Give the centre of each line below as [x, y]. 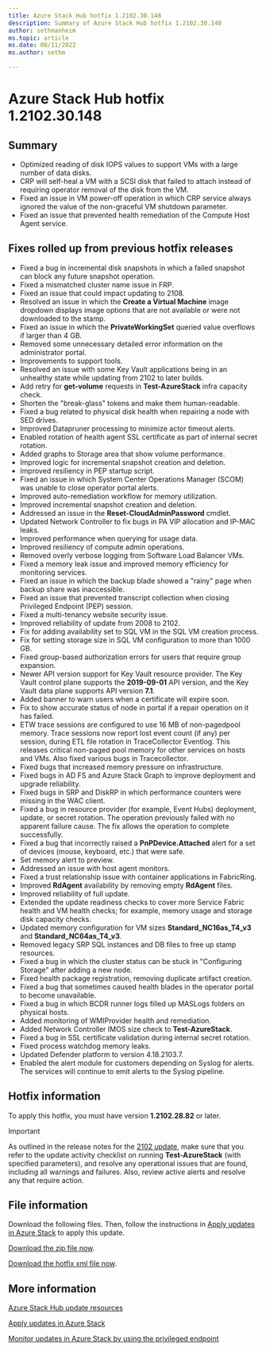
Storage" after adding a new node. [76, 970]
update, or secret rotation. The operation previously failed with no [127, 818]
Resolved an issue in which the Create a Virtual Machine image [124, 301]
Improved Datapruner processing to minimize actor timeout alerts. [127, 428]
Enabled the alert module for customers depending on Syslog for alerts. [137, 1063]
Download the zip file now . [52, 1248]
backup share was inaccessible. [72, 589]
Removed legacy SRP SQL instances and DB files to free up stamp [128, 944]
